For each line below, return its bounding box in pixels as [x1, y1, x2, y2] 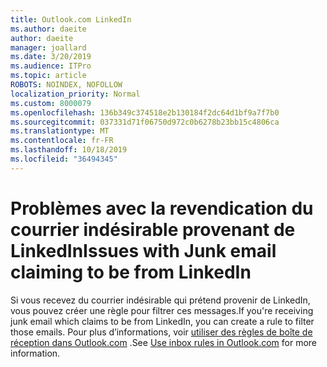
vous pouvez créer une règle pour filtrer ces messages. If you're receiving [10, 304, 314, 316]
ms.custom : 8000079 [10, 98, 92, 108]
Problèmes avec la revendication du [10, 197, 314, 220]
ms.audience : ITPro [10, 61, 92, 71]
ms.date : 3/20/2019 [10, 52, 92, 62]
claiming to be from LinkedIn [10, 261, 252, 283]
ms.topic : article [10, 71, 87, 81]
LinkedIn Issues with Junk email [10, 239, 277, 262]
